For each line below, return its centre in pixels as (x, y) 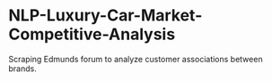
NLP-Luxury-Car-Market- (105, 16)
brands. (22, 69)
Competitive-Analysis (92, 34)
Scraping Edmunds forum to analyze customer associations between (136, 59)
